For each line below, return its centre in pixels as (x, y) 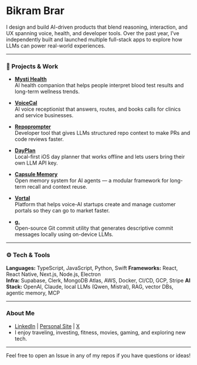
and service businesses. (44, 115)
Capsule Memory (36, 175)
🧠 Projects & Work (32, 66)
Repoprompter (33, 127)
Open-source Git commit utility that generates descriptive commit (94, 228)
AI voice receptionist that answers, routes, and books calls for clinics (98, 109)
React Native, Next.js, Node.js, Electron (53, 274)
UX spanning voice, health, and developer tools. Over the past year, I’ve (93, 33)
